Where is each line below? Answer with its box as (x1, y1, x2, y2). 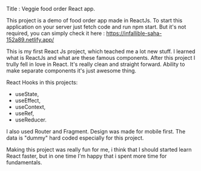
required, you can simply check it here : (6, 30, 105, 37)
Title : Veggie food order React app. (6, 5, 96, 12)
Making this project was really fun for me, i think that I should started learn (6, 146, 192, 153)
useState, (15, 91, 39, 97)
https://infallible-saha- (106, 30, 162, 37)
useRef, (15, 110, 35, 117)
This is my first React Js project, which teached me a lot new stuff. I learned (6, 48, 196, 55)
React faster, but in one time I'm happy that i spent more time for (6, 152, 167, 160)
